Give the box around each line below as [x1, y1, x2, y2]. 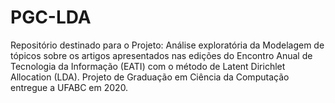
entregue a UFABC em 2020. [10, 81, 129, 93]
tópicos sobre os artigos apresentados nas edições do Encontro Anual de [10, 49, 313, 61]
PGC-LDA [10, 6, 92, 29]
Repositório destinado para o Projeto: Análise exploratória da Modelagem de [10, 39, 325, 51]
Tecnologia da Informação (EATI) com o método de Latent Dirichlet [10, 60, 286, 72]
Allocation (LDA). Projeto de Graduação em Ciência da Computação [10, 71, 290, 83]
